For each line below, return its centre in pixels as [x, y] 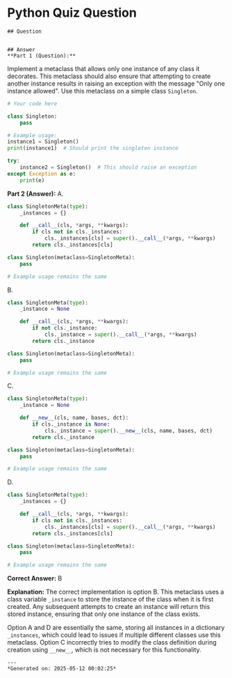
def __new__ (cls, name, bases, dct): [74, 418]
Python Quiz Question [72, 13]
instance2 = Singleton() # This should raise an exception [108, 168]
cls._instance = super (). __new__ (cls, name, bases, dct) [129, 431]
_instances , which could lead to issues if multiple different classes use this [114, 635]
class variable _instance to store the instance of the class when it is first [110, 599]
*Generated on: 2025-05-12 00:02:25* [62, 669]
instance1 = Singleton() [43, 142]
